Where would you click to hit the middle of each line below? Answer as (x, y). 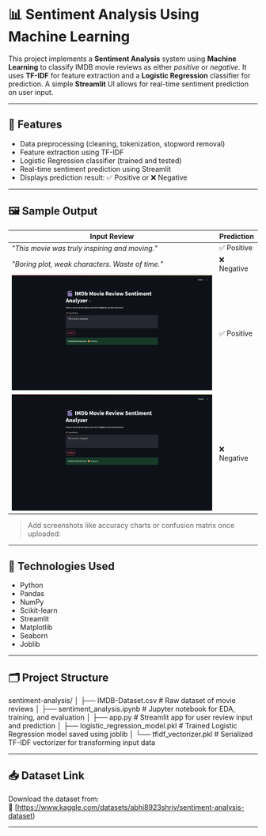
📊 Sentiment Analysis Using (104, 15)
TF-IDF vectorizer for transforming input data (82, 742)
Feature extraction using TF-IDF (72, 152)
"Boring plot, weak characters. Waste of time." (87, 264)
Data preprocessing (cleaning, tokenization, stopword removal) (122, 143)
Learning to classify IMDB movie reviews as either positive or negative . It (127, 66)
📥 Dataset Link (46, 776)
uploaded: (44, 534)
